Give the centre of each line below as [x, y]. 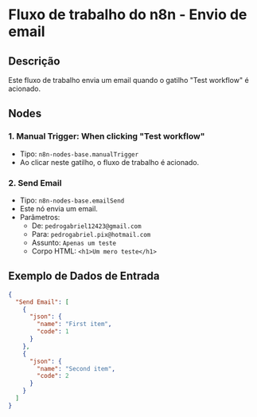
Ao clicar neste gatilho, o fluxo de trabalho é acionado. [109, 162]
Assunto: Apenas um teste [74, 242]
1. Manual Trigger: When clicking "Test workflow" [107, 136]
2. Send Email [35, 183]
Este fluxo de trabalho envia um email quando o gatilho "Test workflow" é [128, 80]
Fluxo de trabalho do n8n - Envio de [128, 15]
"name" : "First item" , [74, 325]
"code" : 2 [53, 376]
